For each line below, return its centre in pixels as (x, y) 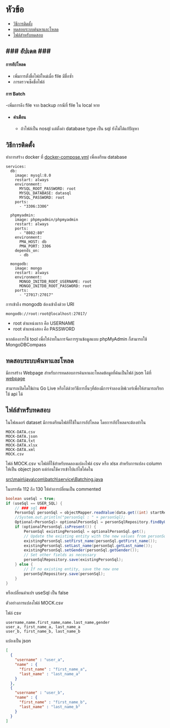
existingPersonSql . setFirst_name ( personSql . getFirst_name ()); (91, 541)
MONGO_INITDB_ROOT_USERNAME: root (55, 282)
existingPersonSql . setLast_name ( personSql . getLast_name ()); (88, 545)
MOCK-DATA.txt (21, 441)
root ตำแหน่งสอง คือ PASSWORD (44, 329)
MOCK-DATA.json (22, 436)
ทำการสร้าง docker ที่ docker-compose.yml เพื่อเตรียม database (66, 157)
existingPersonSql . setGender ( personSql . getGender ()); (81, 550)
